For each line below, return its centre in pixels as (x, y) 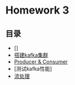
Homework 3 (37, 10)
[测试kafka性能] (33, 69)
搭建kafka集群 (31, 55)
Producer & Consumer (41, 62)
